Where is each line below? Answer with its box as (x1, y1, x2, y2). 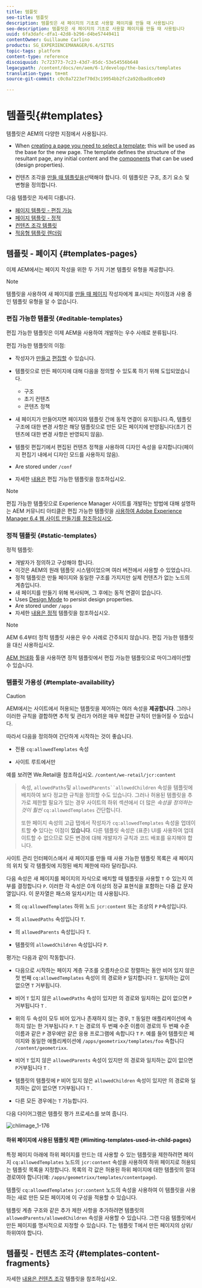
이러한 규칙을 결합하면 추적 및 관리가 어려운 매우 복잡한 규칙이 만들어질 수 (6, 712, 178, 719)
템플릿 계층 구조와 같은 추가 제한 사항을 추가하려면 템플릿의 (6, 1206, 144, 1213)
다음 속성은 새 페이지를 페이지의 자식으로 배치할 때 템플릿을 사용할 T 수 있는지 (6, 875, 187, 882)
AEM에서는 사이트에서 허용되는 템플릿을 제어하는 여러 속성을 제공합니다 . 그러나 (6, 705, 191, 712)
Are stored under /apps (14, 602, 72, 610)
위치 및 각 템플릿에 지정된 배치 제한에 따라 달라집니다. (12, 862, 138, 869)
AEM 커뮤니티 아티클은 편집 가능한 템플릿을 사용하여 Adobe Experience (12, 507, 182, 515)
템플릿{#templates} (6, 109, 103, 123)
